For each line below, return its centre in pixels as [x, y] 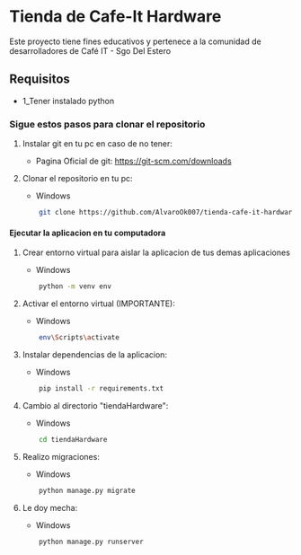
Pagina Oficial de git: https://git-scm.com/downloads [133, 161]
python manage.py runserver [91, 542]
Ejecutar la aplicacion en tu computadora [88, 233]
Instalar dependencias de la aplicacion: [95, 354]
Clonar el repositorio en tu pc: [77, 179]
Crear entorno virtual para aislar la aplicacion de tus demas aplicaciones [156, 252]
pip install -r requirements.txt [102, 388]
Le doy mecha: [50, 507]
